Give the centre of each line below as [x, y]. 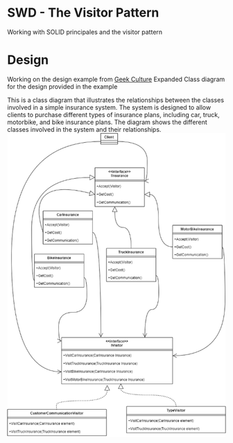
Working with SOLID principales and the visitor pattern [85, 32]
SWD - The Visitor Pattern [83, 13]
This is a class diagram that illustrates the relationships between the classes [115, 100]
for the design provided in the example [62, 86]
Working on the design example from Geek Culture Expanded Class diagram [116, 79]
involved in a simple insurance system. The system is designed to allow [109, 107]
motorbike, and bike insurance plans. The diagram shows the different [107, 122]
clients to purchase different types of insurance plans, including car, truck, [113, 114]
